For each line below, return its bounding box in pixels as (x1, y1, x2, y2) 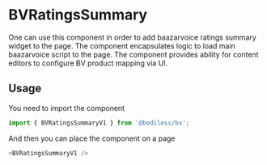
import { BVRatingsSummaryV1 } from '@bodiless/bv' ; (8, 119, 190, 127)
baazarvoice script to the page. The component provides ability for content (8, 49, 259, 59)
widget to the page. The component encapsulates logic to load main (8, 40, 236, 50)
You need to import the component (8, 103, 125, 112)
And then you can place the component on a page (8, 133, 176, 143)
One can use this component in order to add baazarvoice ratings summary (8, 32, 256, 42)
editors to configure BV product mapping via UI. (8, 58, 168, 68)
